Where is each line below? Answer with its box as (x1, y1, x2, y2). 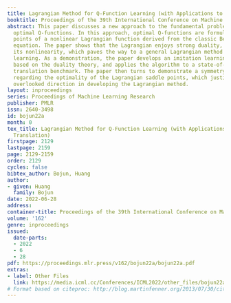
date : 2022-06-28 (7, 196, 57, 203)
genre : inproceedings (7, 221, 69, 228)
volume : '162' (7, 215, 48, 222)
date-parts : (13, 234, 48, 241)
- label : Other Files (7, 273, 69, 280)
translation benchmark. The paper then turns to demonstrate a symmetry (13, 67, 226, 74)
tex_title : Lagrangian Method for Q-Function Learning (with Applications (7, 125, 226, 132)
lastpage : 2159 (7, 145, 51, 151)
